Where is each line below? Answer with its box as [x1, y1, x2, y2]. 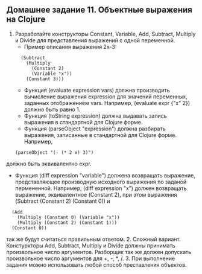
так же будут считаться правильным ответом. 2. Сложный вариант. [6, 235, 181, 243]
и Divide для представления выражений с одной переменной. [14, 36, 175, 44]
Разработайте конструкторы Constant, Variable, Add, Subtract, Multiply [14, 30, 196, 37]
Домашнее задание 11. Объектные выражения [6, 5, 193, 15]
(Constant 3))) [26, 75, 65, 82]
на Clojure [6, 14, 46, 25]
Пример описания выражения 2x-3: [24, 43, 117, 50]
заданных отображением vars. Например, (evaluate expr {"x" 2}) [24, 99, 191, 106]
